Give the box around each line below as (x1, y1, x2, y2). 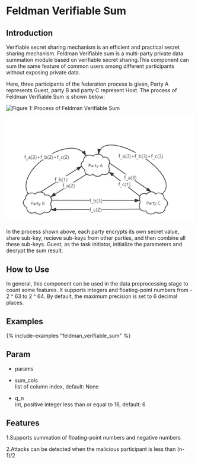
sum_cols (14, 377, 39, 384)
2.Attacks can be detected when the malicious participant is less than (6, 445, 176, 453)
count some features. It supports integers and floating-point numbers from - (6, 287, 193, 294)
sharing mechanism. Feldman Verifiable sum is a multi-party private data (6, 50, 184, 57)
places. (6, 299, 24, 306)
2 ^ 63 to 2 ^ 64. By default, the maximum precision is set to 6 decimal (6, 293, 178, 300)
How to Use (6, 264, 50, 274)
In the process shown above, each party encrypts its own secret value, (6, 228, 180, 236)
